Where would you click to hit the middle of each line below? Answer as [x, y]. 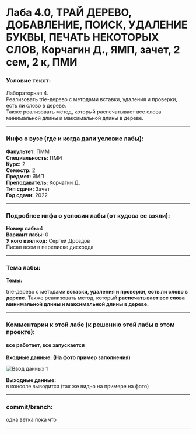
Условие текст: [29, 81]
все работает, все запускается [45, 345]
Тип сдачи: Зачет [28, 189]
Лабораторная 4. [27, 93]
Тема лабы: [23, 268]
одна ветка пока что [31, 419]
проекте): [20, 332]
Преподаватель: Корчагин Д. [43, 182]
